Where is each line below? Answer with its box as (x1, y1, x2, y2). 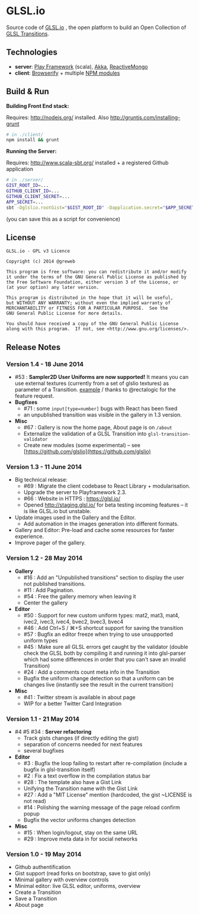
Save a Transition (14, 895, 57, 902)
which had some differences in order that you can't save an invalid (23, 655, 186, 663)
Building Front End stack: (6, 102, 69, 109)
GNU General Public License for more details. (6, 310, 123, 317)
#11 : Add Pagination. (23, 586, 75, 594)
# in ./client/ (6, 132, 44, 138)
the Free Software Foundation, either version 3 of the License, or (6, 279, 179, 285)
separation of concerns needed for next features (23, 740, 143, 748)
